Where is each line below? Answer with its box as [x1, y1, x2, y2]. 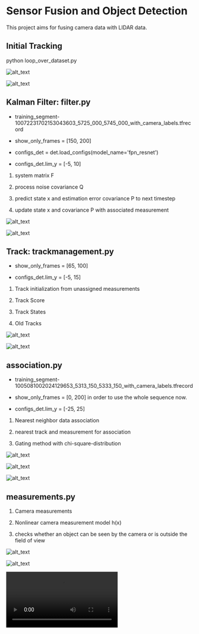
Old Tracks [14, 320, 42, 327]
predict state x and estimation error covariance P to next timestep [14, 194, 176, 202]
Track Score [14, 297, 45, 304]
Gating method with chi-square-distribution [14, 440, 121, 447]
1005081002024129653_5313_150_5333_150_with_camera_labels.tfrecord [14, 382, 193, 390]
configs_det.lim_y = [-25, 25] [14, 406, 85, 413]
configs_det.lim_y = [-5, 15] [14, 274, 81, 281]
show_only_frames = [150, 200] [14, 137, 91, 144]
